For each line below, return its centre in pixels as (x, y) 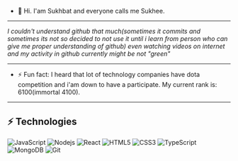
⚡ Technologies (42, 122)
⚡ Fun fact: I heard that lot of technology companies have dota (109, 74)
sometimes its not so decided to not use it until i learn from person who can (118, 38)
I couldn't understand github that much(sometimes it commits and (104, 31)
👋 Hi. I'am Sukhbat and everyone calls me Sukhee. (91, 11)
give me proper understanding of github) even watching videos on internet (116, 46)
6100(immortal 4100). (49, 92)
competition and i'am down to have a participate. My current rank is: (117, 84)
